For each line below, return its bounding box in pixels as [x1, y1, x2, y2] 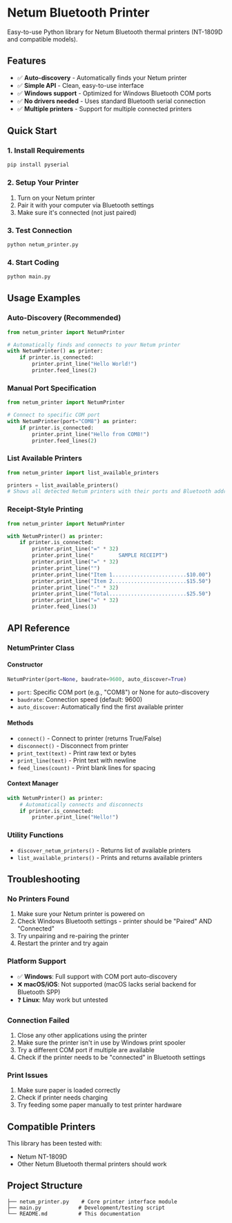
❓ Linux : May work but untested [17, 996, 108, 1004]
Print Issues [7, 1070, 48, 1080]
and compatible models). [7, 35, 78, 43]
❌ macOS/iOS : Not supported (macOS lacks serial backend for [17, 980, 197, 988]
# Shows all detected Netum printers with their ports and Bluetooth [7, 488, 212, 495]
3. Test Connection [7, 225, 72, 235]
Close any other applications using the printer [17, 1031, 147, 1039]
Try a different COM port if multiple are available [17, 1045, 155, 1054]
